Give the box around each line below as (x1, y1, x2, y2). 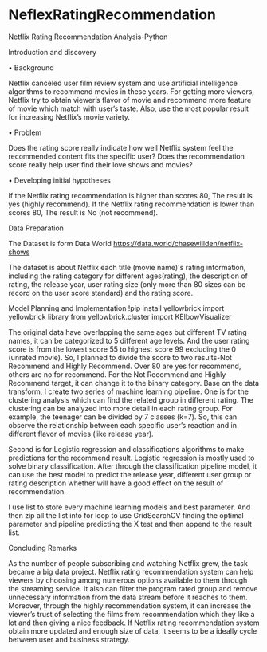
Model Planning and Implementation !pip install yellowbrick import (8, 303, 225, 312)
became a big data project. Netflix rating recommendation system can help (8, 567, 254, 576)
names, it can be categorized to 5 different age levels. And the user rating (8, 336, 250, 345)
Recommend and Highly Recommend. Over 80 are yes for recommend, (8, 361, 241, 371)
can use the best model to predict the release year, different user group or (8, 469, 252, 479)
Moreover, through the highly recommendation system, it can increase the (8, 600, 252, 611)
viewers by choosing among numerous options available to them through (8, 575, 248, 585)
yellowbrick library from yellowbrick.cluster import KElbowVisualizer (8, 312, 233, 321)
